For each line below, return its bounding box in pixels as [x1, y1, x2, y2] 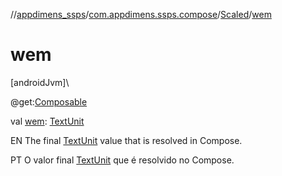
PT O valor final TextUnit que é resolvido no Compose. [10, 154, 235, 166]
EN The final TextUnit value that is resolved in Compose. [10, 134, 243, 146]
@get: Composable [10, 95, 88, 108]
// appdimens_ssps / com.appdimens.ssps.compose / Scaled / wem [10, 9, 272, 20]
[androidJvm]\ [10, 76, 70, 88]
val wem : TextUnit [10, 115, 85, 127]
